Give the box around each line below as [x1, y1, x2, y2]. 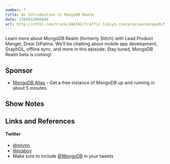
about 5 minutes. [12, 85, 48, 91]
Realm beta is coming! [5, 52, 52, 58]
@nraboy [12, 148, 32, 154]
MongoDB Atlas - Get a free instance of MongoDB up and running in [12, 79, 155, 86]
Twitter [5, 131, 21, 137]
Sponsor [5, 66, 33, 75]
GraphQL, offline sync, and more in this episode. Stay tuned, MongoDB [5, 46, 153, 52]
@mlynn [12, 142, 30, 148]
